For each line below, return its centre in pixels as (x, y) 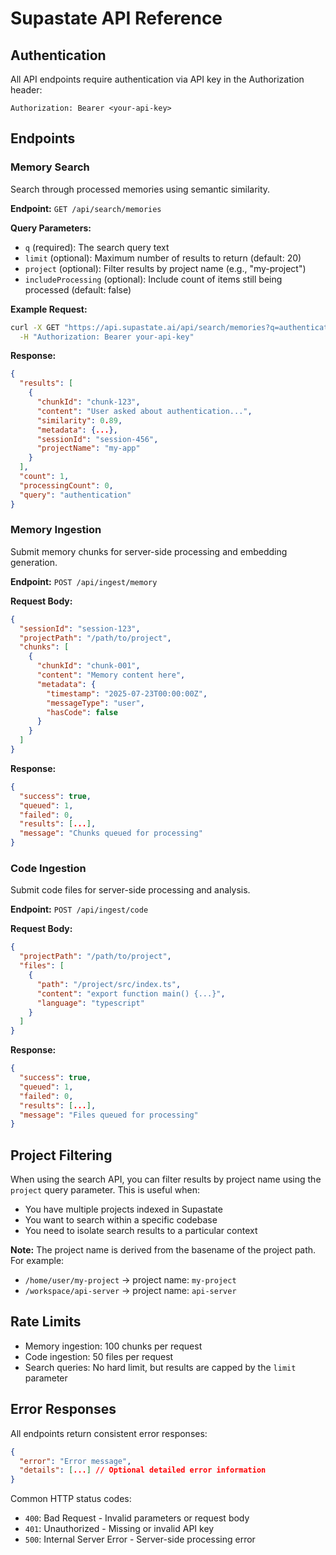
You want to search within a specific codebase (121, 1220)
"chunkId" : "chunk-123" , (88, 402)
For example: (37, 1261)
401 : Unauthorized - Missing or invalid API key (119, 1529)
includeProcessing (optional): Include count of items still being (153, 279)
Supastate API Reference (116, 18)
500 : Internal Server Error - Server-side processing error (140, 1539)
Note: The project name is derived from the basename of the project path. (163, 1250)
